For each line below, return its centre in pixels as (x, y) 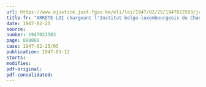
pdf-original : (25, 69)
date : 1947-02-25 (29, 23)
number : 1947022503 (31, 35)
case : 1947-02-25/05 (33, 47)
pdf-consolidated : (30, 75)
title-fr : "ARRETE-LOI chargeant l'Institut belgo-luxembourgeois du (97, 18)
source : (16, 29)
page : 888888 (23, 40)
